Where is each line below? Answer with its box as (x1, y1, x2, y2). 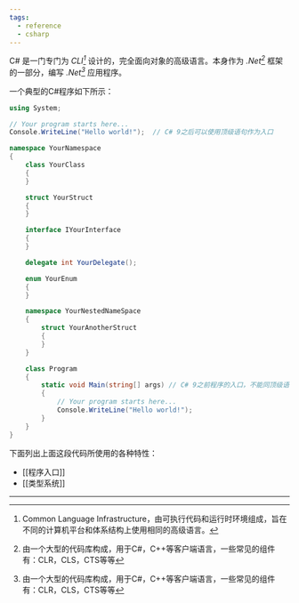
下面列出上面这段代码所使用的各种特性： (9, 447, 158, 458)
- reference (17, 21, 62, 30)
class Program (25, 364, 77, 374)
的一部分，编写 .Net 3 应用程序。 (9, 66, 127, 77)
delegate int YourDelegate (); (25, 258, 138, 267)
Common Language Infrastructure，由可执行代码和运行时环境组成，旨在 (21, 513, 287, 524)
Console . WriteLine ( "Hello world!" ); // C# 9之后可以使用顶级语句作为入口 (9, 128, 274, 137)
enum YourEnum (25, 274, 77, 283)
